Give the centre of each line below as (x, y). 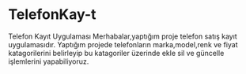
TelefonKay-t (52, 15)
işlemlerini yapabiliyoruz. (49, 61)
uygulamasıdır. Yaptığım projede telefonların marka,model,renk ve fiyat (123, 44)
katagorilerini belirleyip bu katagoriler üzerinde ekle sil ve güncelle (116, 53)
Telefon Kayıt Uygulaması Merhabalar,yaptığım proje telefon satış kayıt (123, 36)
